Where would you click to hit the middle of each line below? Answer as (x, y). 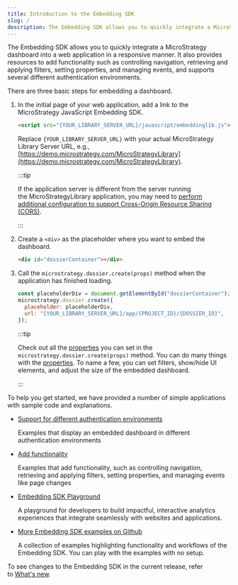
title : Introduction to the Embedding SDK (71, 14)
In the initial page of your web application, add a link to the (103, 105)
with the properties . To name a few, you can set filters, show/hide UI (117, 362)
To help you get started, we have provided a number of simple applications (117, 397)
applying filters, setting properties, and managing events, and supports (111, 70)
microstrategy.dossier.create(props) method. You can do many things (122, 355)
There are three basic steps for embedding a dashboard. (90, 91)
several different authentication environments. (74, 77)
